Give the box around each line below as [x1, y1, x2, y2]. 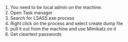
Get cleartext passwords [10, 31, 62, 37]
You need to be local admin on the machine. [10, 5, 103, 10]
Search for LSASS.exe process [10, 15, 75, 21]
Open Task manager [10, 10, 53, 16]
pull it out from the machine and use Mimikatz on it [10, 26, 116, 32]
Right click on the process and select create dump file [10, 20, 123, 26]
